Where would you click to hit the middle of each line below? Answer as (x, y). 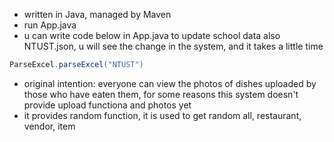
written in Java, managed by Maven (97, 14)
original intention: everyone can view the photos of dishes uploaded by (170, 83)
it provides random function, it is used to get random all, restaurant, (162, 115)
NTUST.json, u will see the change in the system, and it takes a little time (173, 46)
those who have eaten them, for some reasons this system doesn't (161, 94)
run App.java (50, 25)
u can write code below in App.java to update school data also (152, 35)
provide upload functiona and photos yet (107, 105)
